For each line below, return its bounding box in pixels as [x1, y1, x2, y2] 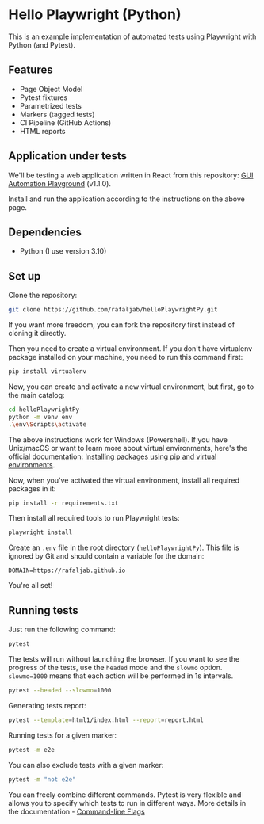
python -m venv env [8, 413, 73, 421]
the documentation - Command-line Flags [8, 807, 145, 816]
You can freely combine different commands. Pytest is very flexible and [8, 790, 242, 799]
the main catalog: [8, 390, 65, 399]
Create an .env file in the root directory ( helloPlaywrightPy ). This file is [8, 543, 239, 552]
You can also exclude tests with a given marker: [8, 760, 164, 769]
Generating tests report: [8, 700, 86, 710]
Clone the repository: [8, 291, 78, 300]
